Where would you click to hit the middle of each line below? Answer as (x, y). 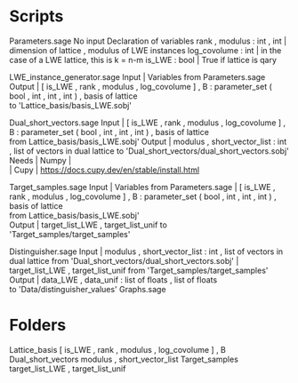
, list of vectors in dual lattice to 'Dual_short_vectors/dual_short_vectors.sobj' (149, 151)
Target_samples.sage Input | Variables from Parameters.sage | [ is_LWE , (142, 187)
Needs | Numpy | (40, 160)
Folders (38, 325)
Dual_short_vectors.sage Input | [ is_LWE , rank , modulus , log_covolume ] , (148, 123)
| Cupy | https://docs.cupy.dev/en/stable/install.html (105, 170)
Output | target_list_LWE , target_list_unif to (88, 225)
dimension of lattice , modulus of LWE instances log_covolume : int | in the (145, 50)
